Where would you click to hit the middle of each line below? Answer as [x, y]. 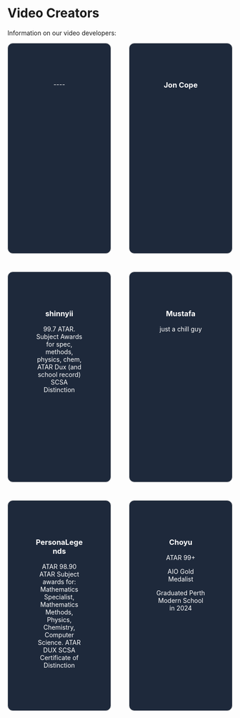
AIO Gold [181, 572]
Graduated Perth [181, 593]
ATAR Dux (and [59, 367]
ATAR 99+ [181, 558]
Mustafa [181, 314]
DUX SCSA [59, 650]
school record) [59, 375]
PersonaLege [59, 542]
